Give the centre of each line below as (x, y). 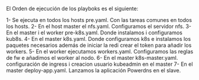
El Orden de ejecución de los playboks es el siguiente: (72, 9)
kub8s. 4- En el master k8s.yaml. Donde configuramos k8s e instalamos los (99, 39)
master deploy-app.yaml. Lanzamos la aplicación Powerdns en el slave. (94, 70)
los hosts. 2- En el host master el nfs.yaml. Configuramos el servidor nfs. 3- (99, 26)
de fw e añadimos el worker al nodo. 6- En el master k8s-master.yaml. (92, 58)
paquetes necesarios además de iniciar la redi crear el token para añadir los (99, 45)
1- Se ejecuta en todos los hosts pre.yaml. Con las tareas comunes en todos (99, 20)
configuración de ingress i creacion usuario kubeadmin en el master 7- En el (99, 64)
